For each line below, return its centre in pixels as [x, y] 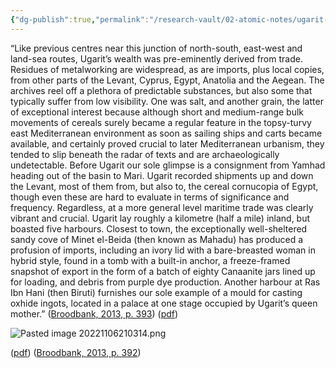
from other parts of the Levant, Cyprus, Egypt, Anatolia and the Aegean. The [167, 80]
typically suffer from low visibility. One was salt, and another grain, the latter [167, 101]
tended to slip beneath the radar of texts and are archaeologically [145, 154]
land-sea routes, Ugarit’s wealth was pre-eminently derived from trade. [156, 58]
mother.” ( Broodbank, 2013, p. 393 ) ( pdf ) [94, 313]
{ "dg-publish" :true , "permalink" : [80, 19]
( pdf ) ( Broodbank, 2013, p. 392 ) [76, 352]
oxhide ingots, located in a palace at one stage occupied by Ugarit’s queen [164, 303]
